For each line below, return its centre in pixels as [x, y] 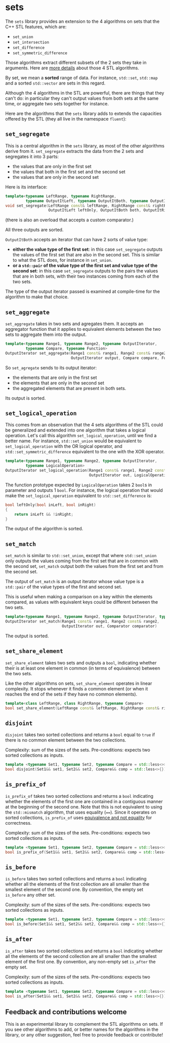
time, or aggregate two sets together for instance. [57, 103]
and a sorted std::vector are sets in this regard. [55, 83]
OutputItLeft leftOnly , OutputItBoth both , [95, 210]
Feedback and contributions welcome [66, 1012]
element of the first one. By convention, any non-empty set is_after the [80, 961]
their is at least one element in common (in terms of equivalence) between [83, 668]
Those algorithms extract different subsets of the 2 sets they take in [76, 62]
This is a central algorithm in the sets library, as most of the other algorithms [85, 145]
